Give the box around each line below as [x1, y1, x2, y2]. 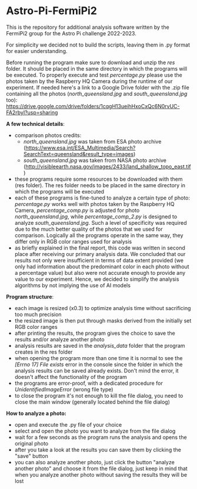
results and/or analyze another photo [14, 335, 105, 342]
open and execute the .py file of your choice [14, 421, 122, 428]
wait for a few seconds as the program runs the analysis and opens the [14, 434, 187, 441]
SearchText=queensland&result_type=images [23, 150, 134, 157]
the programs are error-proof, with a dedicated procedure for [14, 380, 163, 387]
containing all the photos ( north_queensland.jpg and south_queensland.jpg [6, 90, 188, 97]
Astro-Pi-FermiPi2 [6, 4, 97, 18]
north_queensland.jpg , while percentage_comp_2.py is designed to [14, 213, 178, 220]
